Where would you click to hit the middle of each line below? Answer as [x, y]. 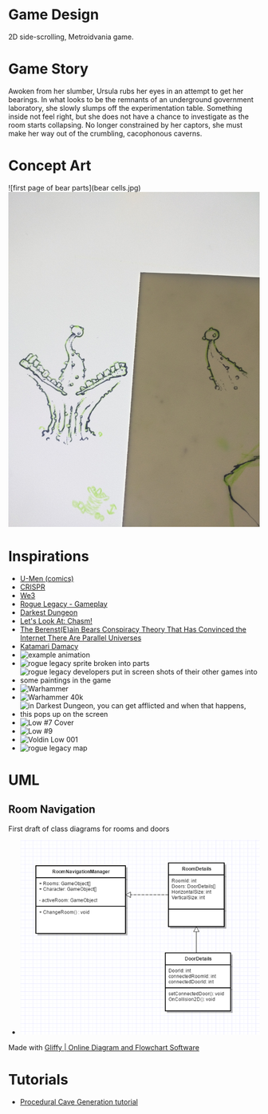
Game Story [49, 69]
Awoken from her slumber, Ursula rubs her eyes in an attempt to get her [126, 91]
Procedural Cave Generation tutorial [79, 1102]
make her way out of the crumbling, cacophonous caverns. [105, 133]
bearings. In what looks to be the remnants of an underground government [131, 99]
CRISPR [32, 587]
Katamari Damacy [49, 646]
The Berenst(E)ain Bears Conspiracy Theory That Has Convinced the [133, 629]
